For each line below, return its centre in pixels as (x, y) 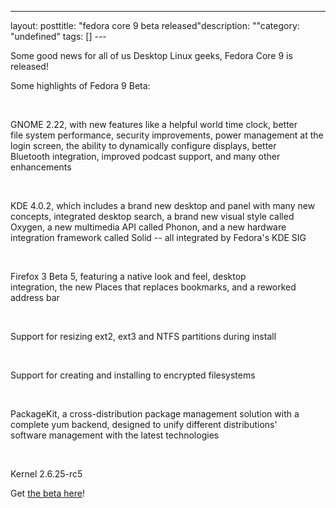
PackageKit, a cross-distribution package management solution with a (155, 414)
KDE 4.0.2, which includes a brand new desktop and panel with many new (163, 205)
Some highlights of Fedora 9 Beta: (80, 85)
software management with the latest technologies (115, 435)
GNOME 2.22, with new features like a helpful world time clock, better (154, 124)
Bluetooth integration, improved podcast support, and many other (145, 156)
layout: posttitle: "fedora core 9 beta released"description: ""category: (155, 25)
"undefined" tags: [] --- (58, 36)
